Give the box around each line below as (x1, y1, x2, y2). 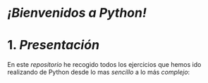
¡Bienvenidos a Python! (7, 5, 147, 21)
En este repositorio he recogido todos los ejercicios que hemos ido (7, 60, 202, 69)
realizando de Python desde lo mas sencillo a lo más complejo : (7, 68, 190, 77)
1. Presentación (7, 37, 100, 53)
